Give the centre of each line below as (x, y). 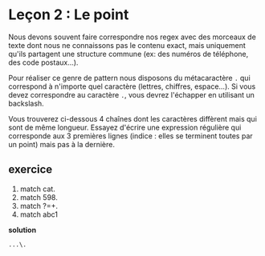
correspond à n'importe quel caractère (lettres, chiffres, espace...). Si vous (132, 86)
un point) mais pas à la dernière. (61, 144)
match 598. (39, 197)
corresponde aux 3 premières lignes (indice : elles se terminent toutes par (130, 136)
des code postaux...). (43, 62)
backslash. (26, 103)
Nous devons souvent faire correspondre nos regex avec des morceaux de (132, 37)
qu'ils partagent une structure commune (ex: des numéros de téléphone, (128, 54)
